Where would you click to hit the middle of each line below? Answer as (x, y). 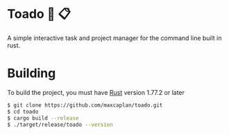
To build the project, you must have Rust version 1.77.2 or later (96, 92)
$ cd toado (23, 111)
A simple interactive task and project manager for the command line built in (114, 38)
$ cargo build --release (43, 118)
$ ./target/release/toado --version (60, 125)
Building (32, 73)
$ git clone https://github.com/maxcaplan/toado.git (85, 105)
